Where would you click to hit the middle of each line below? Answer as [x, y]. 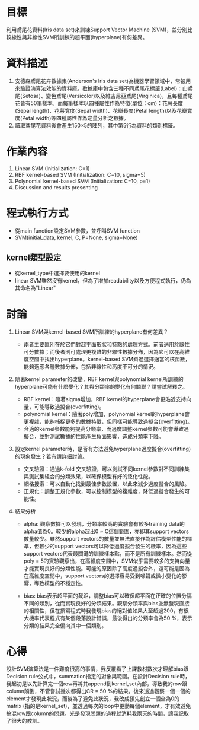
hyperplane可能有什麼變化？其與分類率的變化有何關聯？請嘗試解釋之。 [101, 386]
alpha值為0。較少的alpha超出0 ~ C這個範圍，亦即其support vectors [106, 531]
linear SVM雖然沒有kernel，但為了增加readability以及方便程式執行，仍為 [103, 280]
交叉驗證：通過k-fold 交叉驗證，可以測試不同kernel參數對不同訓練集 [106, 469]
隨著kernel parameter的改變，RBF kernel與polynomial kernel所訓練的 [99, 379]
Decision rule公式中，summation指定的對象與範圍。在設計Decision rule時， [98, 677]
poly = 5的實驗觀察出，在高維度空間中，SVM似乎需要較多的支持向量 [107, 561]
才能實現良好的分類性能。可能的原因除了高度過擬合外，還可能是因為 [107, 568]
